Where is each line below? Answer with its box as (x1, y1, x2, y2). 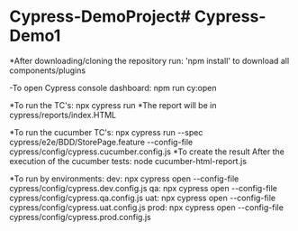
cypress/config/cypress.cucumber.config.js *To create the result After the (9, 146, 285, 157)
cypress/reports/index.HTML (9, 109, 117, 120)
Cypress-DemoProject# (9, 6, 192, 27)
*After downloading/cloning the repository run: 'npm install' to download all (9, 55, 290, 66)
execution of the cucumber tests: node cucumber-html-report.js (9, 155, 248, 166)
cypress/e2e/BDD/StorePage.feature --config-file (9, 136, 194, 147)
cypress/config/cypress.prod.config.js (9, 211, 151, 222)
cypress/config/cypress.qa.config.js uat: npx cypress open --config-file (9, 192, 276, 203)
